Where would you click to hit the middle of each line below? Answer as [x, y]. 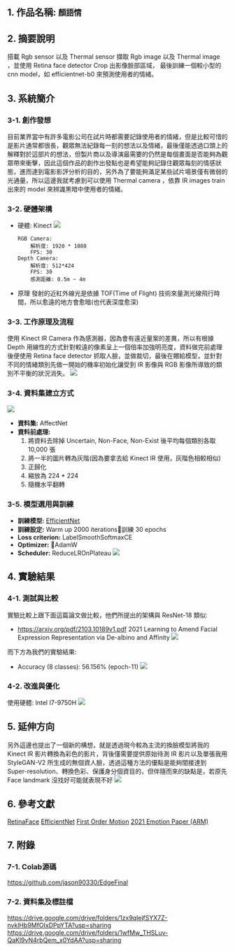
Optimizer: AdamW [47, 545]
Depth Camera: [38, 259]
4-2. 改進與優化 [34, 686]
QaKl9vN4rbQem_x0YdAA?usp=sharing [64, 940]
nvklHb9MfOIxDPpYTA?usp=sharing [59, 925]
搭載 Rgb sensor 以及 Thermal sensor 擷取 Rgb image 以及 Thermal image [114, 57]
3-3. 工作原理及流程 [41, 322]
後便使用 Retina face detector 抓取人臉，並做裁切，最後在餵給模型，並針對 [115, 356]
